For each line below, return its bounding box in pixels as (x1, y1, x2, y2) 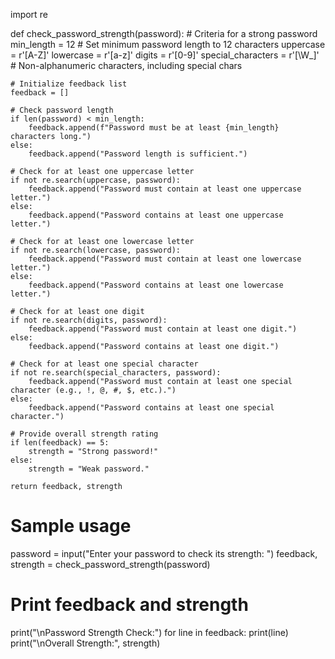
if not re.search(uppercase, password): (10, 175, 182, 185)
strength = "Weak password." (28, 464, 150, 474)
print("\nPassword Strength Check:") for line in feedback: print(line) (10, 626, 289, 638)
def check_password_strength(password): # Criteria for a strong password (10, 28, 318, 39)
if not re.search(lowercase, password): (10, 245, 182, 255)
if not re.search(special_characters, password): (10, 368, 222, 378)
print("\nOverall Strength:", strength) (10, 637, 161, 649)
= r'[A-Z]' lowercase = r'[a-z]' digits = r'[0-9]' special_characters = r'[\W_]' (10, 49, 320, 61)
